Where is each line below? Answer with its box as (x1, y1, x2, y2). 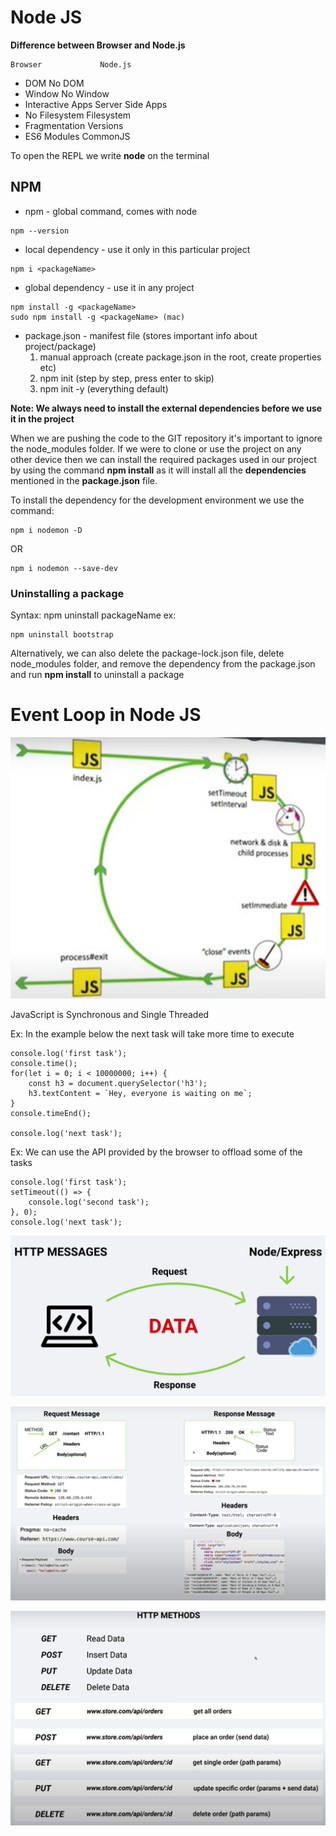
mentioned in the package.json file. (10, 474, 158, 486)
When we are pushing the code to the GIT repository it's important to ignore (10, 432, 323, 444)
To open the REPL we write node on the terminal (10, 149, 210, 161)
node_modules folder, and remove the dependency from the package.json (10, 658, 316, 670)
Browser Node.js (10, 59, 132, 70)
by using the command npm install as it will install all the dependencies (10, 464, 307, 476)
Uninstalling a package (10, 586, 125, 600)
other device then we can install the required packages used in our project (10, 453, 317, 465)
